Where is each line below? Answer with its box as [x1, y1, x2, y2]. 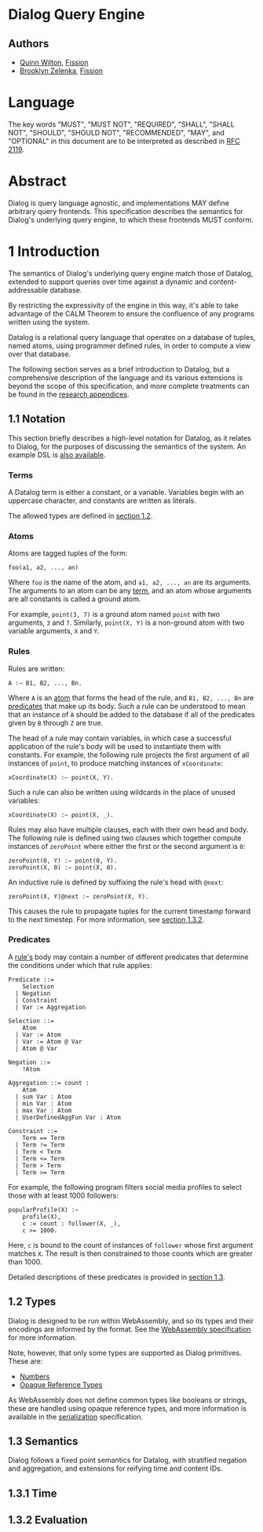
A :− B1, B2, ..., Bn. [8, 679, 82, 687]
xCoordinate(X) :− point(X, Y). [8, 773, 114, 781]
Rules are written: [8, 663, 65, 674]
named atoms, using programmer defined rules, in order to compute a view [8, 341, 251, 350]
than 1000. [8, 1257, 42, 1266]
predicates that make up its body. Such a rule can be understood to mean [8, 701, 246, 711]
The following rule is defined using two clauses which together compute [8, 832, 242, 843]
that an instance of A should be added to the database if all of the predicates [8, 710, 255, 719]
